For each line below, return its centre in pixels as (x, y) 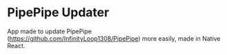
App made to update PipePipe (50, 31)
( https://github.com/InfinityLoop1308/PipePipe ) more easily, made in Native (114, 38)
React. (16, 45)
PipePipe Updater (58, 13)
